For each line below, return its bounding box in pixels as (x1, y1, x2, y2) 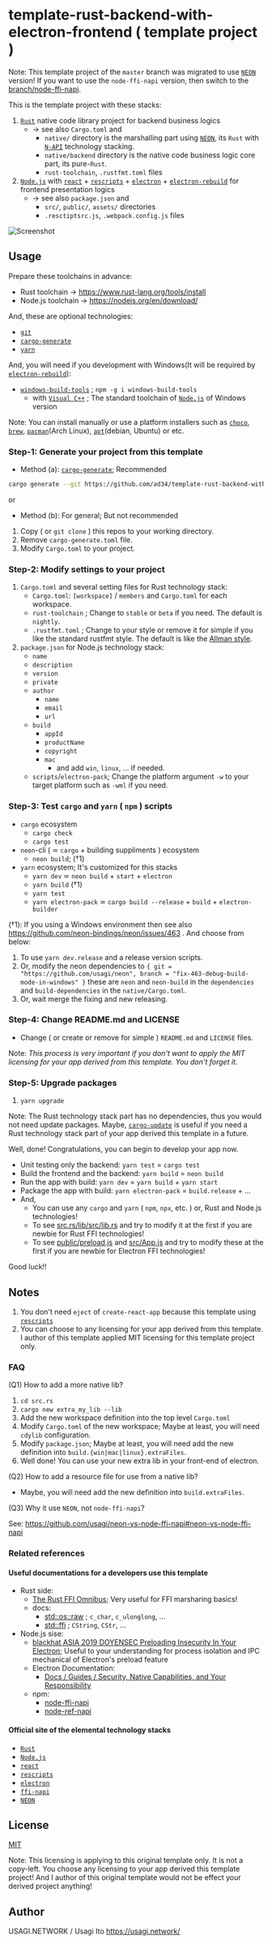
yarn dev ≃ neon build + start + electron (32, 870, 172, 881)
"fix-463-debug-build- (172, 969, 249, 978)
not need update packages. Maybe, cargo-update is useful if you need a (8, 1120, 249, 1130)
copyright (44, 748, 78, 756)
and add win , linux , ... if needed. (56, 763, 165, 773)
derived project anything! (8, 1882, 93, 1891)
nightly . (32, 616, 61, 626)
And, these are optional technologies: (8, 311, 134, 321)
